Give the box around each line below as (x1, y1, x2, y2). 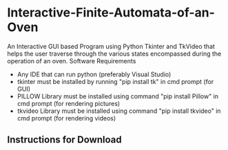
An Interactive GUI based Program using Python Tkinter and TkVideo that (7, 42, 216, 50)
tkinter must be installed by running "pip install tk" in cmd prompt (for (17, 77, 214, 85)
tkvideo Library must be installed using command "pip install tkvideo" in (17, 107, 222, 115)
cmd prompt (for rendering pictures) (17, 99, 121, 107)
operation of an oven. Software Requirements (7, 56, 136, 65)
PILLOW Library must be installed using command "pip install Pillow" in (17, 92, 219, 100)
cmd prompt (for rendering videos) (17, 114, 116, 122)
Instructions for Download (7, 134, 122, 146)
